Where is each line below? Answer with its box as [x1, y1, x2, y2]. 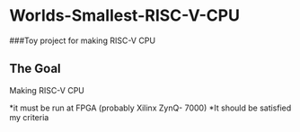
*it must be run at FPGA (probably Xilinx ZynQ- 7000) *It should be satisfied [9, 102, 292, 113]
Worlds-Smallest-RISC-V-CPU [9, 5, 241, 26]
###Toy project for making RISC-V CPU [9, 35, 155, 46]
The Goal [9, 61, 61, 76]
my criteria [9, 111, 49, 122]
